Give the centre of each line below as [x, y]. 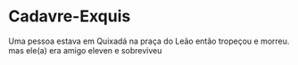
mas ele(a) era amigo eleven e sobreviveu [85, 50]
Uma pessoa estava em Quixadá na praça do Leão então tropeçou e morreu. [149, 41]
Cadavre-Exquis [70, 16]
